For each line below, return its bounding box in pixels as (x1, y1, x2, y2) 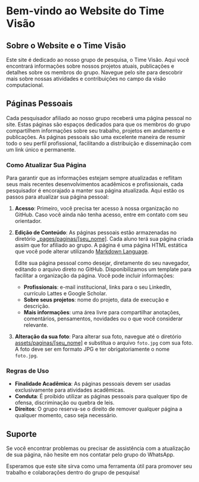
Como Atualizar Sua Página (6, 160, 87, 169)
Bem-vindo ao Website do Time (6, 4, 165, 18)
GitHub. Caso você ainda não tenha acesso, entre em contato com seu (14, 211, 188, 218)
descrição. (23, 303, 50, 310)
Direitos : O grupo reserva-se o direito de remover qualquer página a (14, 405, 182, 412)
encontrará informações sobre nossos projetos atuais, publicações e (6, 62, 175, 70)
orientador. (14, 218, 42, 225)
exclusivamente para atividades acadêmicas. (14, 386, 125, 393)
